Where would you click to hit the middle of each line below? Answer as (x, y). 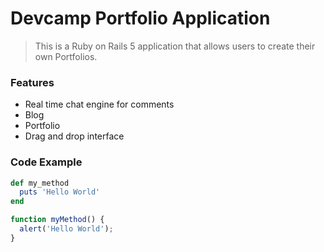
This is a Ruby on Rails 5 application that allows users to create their (175, 46)
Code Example (46, 162)
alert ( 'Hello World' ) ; (66, 229)
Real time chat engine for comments (99, 104)
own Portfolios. (66, 56)
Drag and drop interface (74, 136)
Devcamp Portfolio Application (140, 18)
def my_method (40, 183)
